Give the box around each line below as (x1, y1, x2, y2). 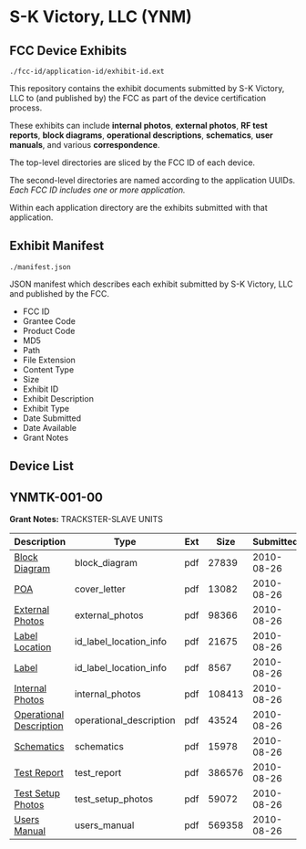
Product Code (22, 325, 76, 336)
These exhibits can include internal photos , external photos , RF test (9, 121, 269, 131)
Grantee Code (22, 315, 76, 326)
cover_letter (74, 582, 126, 595)
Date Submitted (22, 413, 82, 424)
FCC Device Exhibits (9, 43, 127, 58)
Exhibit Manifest (9, 238, 105, 254)
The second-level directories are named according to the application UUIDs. (9, 175, 296, 185)
